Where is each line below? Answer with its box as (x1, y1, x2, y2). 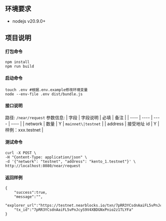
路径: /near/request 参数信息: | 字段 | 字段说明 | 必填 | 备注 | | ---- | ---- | (5, 114, 153, 120)
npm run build (5, 64, 35, 69)
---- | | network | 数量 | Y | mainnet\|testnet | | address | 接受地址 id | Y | (10, 121, 160, 127)
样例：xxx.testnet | (5, 127, 43, 133)
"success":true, (14, 190, 48, 195)
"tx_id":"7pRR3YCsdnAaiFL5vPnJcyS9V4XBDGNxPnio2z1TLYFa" (14, 207, 134, 213)
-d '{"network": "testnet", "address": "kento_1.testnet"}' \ (5, 159, 136, 164)
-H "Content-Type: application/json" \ (5, 155, 87, 160)
